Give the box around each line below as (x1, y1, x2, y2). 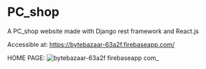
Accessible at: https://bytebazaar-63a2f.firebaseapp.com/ (7, 40, 175, 48)
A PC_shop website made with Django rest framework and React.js (7, 27, 199, 35)
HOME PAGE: (7, 53, 45, 62)
